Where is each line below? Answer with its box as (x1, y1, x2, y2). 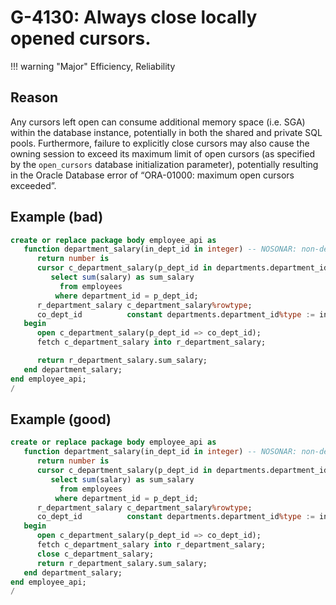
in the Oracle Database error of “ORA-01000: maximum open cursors (10, 169, 295, 181)
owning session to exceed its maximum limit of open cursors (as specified (10, 147, 316, 160)
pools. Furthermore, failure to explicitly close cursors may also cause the (10, 137, 310, 149)
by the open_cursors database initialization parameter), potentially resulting (10, 158, 319, 170)
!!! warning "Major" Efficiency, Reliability (10, 60, 176, 72)
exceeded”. (10, 179, 57, 191)
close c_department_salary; (36, 549, 155, 559)
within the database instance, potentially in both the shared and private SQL (10, 126, 323, 138)
